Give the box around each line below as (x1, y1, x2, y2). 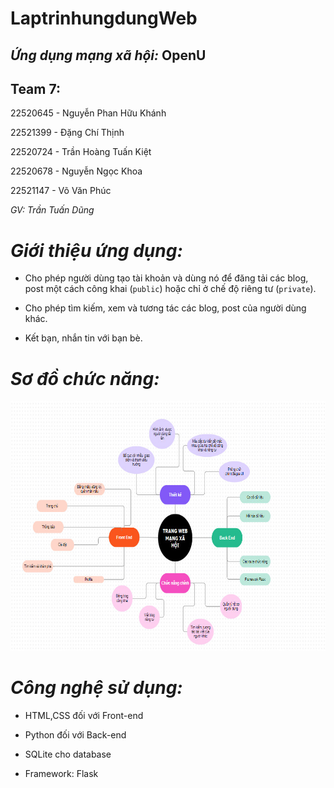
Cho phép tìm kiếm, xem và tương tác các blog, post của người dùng (24, 302, 307, 314)
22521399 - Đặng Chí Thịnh (10, 127, 125, 139)
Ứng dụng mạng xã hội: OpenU (10, 47, 207, 64)
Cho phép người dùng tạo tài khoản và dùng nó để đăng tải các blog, (24, 272, 309, 284)
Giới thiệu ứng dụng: (10, 239, 183, 262)
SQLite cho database (24, 748, 112, 761)
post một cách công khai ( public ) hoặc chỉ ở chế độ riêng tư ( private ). (24, 283, 317, 295)
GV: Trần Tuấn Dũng (10, 204, 95, 216)
